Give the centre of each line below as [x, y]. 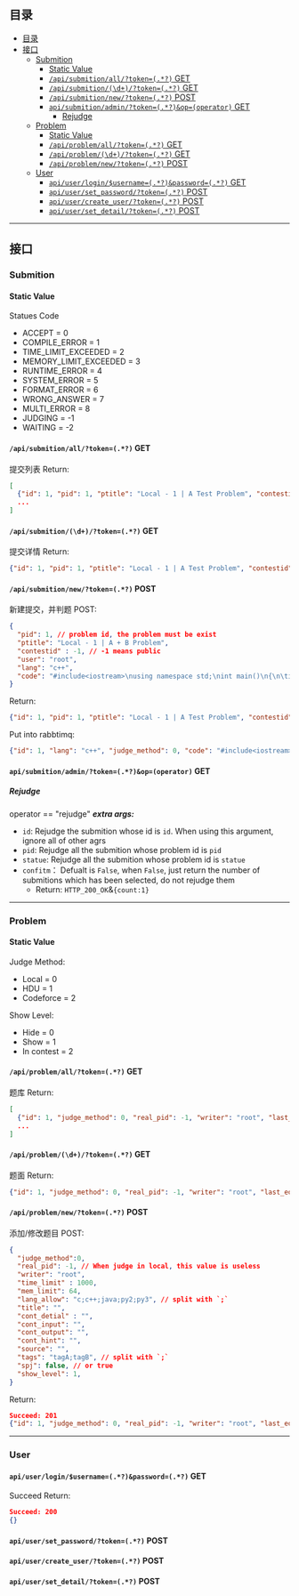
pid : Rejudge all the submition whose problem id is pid [122, 850]
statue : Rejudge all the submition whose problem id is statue [134, 859]
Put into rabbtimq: [42, 735]
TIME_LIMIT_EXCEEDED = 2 [73, 352]
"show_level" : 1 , [49, 1374]
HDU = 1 [37, 988]
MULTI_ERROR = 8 [56, 409]
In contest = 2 [48, 1051]
